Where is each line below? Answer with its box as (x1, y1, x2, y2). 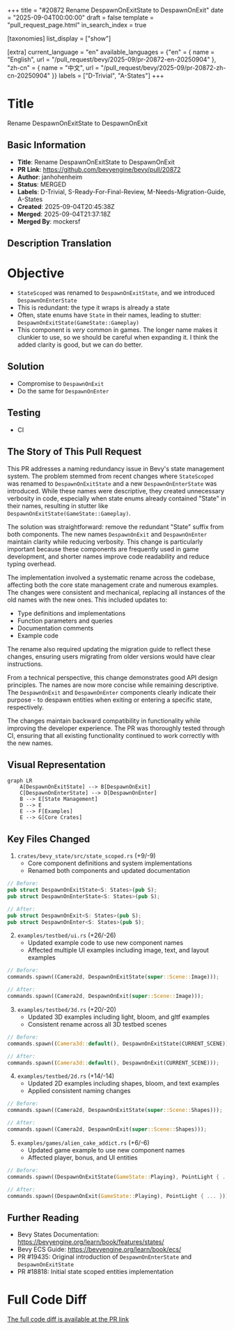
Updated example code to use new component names (27, 939, 183, 947)
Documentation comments (17, 623, 94, 632)
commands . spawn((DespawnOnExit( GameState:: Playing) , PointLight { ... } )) (7, 1192, 229, 1199)
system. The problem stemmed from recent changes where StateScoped (7, 472, 214, 480)
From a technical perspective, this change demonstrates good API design (7, 673, 218, 681)
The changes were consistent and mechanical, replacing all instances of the (7, 588, 226, 596)
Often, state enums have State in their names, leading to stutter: (17, 311, 202, 319)
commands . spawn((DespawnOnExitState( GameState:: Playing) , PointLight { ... (7, 1173, 232, 1180)
